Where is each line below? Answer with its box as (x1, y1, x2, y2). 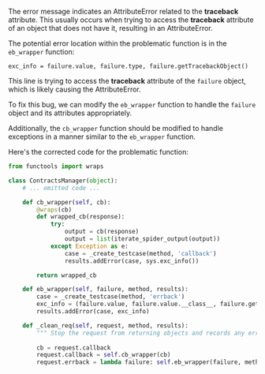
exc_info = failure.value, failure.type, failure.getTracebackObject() (8, 62, 248, 70)
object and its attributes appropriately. (8, 108, 132, 118)
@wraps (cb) (36, 205, 73, 214)
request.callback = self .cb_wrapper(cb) (36, 351, 171, 359)
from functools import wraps (8, 163, 104, 170)
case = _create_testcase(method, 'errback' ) (36, 293, 185, 301)
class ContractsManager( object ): (8, 177, 118, 185)
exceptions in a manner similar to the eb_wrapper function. (8, 132, 196, 141)
